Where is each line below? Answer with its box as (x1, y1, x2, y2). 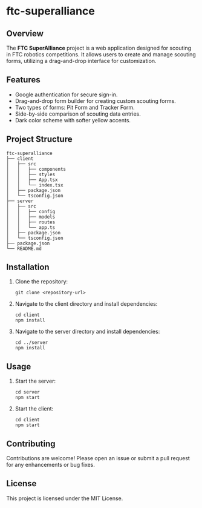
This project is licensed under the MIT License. (6, 495, 123, 502)
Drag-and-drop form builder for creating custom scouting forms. (15, 97, 177, 104)
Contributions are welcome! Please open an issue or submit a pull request (6, 455, 191, 462)
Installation (6, 262, 50, 272)
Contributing (6, 438, 56, 449)
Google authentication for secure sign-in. (15, 91, 118, 98)
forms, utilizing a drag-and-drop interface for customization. (6, 58, 157, 64)
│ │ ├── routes (6, 219, 56, 225)
